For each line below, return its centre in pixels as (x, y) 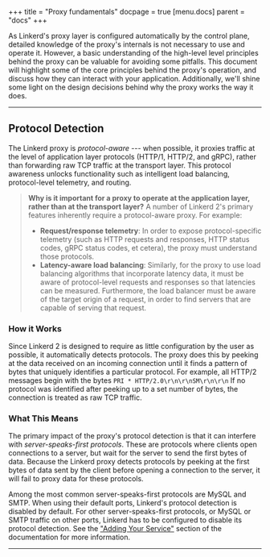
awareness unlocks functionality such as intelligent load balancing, (119, 173)
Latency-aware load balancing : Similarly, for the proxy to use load (150, 264)
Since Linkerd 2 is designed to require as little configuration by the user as (131, 347)
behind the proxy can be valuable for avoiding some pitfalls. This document (133, 61)
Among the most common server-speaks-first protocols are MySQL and (127, 494)
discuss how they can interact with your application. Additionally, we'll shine (134, 79)
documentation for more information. (70, 537)
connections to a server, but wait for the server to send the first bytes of (128, 453)
